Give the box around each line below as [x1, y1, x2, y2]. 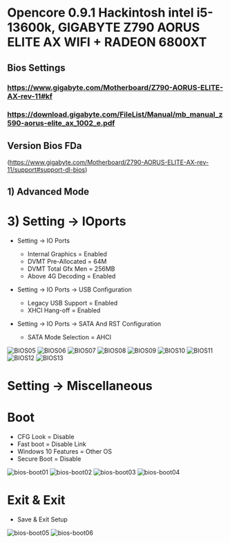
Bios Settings [7, 62, 66, 73]
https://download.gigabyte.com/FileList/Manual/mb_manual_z [7, 109, 223, 119]
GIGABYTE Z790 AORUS [57, 19, 200, 35]
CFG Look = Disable [17, 432, 75, 440]
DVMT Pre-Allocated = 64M [27, 257, 107, 265]
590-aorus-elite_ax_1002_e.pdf [7, 118, 115, 128]
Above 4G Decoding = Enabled [27, 271, 116, 280]
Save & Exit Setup [17, 515, 68, 524]
